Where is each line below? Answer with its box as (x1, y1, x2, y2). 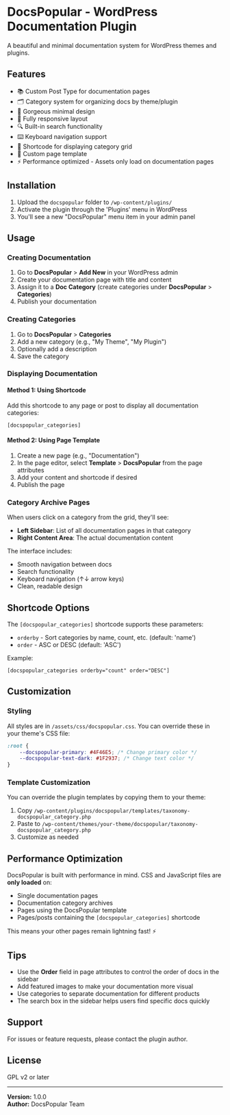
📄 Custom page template (16, 149, 88, 158)
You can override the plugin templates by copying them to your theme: (7, 793, 206, 801)
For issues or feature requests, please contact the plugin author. (7, 1035, 188, 1043)
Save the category (16, 352, 70, 360)
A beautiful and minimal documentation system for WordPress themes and (7, 41, 217, 49)
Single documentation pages (16, 892, 99, 900)
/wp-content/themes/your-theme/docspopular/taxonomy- (42, 821, 199, 828)
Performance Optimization (7, 853, 123, 864)
